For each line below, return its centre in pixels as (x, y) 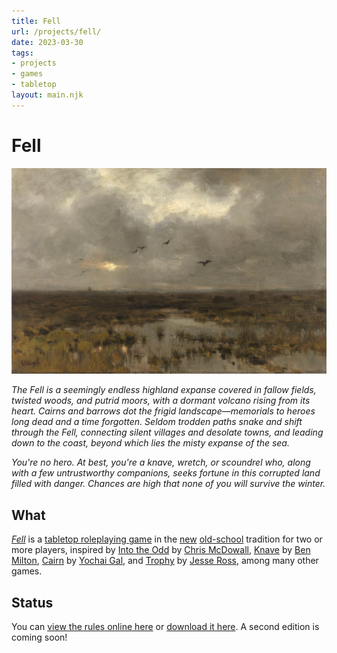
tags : (22, 53)
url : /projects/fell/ (56, 31)
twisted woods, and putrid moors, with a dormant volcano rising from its (161, 401)
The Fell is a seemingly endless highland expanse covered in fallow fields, (164, 390)
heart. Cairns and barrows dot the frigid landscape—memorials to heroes (163, 411)
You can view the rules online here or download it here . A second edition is (165, 627)
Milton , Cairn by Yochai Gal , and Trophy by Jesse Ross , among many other (165, 561)
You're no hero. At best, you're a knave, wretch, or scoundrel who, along (161, 462)
